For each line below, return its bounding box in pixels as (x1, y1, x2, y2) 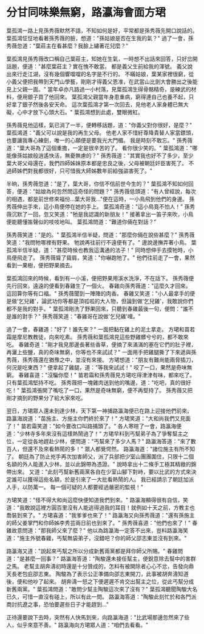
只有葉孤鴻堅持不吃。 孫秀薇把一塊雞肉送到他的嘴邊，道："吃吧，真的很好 (6, 379, 191, 386)
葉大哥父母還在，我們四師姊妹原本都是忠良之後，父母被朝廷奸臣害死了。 (6, 159, 187, 166)
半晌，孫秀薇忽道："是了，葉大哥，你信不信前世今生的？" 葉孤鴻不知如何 (6, 180, 188, 187)
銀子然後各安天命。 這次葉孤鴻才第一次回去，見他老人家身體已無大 (22, 101, 189, 108)
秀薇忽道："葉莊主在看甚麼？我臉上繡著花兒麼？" (6, 42, 129, 49)
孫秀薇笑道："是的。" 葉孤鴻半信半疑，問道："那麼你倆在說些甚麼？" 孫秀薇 (6, 231, 195, 238)
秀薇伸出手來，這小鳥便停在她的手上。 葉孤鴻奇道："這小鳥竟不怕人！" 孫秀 (6, 202, 195, 210)
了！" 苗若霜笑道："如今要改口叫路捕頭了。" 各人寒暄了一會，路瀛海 (6, 422, 177, 430)
